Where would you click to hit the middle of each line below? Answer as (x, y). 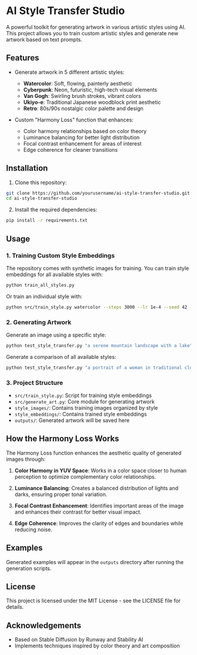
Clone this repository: (40, 182)
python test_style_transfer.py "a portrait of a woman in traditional (94, 368)
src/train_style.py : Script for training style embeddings (83, 395)
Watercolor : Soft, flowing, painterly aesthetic (78, 83)
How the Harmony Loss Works (63, 439)
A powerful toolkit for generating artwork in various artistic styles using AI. (96, 27)
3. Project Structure (35, 382)
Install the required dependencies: (56, 210)
